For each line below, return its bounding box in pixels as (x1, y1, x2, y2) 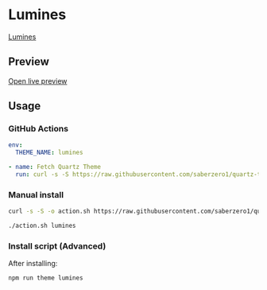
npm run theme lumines (8, 274, 83, 282)
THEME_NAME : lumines (15, 149, 83, 157)
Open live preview (8, 76, 68, 85)
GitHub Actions (8, 123, 69, 135)
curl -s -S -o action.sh (8, 207, 91, 216)
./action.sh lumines (8, 221, 77, 230)
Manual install (8, 189, 64, 200)
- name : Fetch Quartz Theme (8, 163, 102, 171)
